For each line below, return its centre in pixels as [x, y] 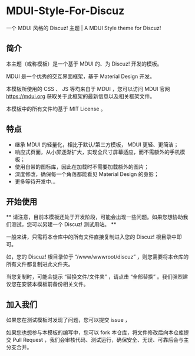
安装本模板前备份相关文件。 [55, 284]
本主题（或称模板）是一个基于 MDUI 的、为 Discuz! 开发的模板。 [84, 64]
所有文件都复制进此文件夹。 [40, 264]
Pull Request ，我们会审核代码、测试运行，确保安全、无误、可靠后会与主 [101, 340]
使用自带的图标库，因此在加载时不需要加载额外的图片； [82, 166]
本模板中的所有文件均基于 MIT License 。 [56, 109]
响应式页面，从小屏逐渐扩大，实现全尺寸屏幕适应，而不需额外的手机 [97, 152]
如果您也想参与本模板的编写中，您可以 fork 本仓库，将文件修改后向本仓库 [95, 332]
